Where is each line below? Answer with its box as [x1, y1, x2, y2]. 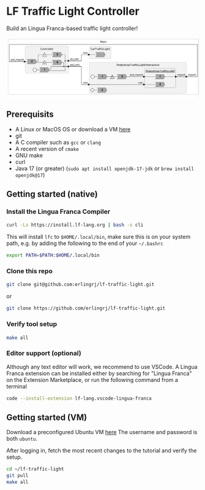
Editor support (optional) [6, 349, 81, 357]
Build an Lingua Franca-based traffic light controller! [6, 25, 138, 32]
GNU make [15, 152, 43, 159]
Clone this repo [6, 267, 53, 276]
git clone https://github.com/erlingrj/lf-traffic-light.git [6, 305, 166, 311]
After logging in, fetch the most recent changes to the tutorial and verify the [6, 447, 197, 454]
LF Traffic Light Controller [6, 4, 140, 18]
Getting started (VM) [6, 412, 88, 422]
